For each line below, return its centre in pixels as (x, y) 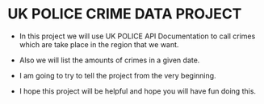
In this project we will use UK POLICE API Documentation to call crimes (137, 36)
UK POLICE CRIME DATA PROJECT (125, 14)
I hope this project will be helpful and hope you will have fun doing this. (137, 91)
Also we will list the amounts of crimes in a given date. (109, 60)
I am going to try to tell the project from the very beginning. (117, 75)
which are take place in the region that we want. (99, 44)
